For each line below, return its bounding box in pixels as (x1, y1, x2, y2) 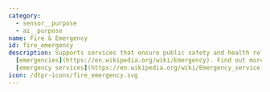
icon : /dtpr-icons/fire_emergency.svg (8, 71, 138, 79)
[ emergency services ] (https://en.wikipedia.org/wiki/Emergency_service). (15, 64, 268, 72)
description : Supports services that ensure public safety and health (8, 49, 250, 57)
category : (8, 11, 42, 20)
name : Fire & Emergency (8, 34, 88, 42)
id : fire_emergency (8, 42, 74, 50)
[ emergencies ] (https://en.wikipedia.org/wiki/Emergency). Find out (15, 57, 247, 65)
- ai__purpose (15, 26, 63, 34)
